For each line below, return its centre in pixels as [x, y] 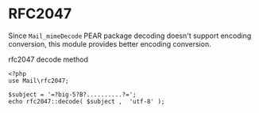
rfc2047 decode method [48, 59]
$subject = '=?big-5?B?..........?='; [72, 94]
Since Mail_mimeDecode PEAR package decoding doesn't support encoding [130, 36]
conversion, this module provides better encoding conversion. [110, 43]
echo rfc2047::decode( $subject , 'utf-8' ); [87, 101]
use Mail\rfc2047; [39, 81]
